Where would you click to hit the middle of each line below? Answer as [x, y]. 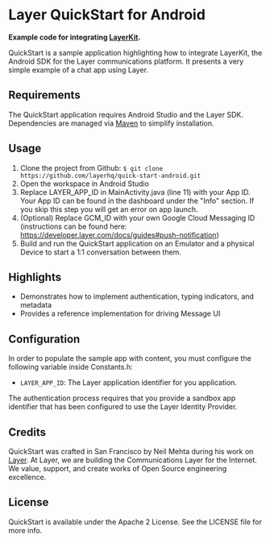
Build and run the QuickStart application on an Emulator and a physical [137, 243]
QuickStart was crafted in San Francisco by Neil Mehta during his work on [131, 451]
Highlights [35, 277]
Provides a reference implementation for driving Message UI [120, 314]
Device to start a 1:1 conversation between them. [100, 252]
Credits [27, 432]
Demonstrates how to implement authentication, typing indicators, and [137, 296]
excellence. [27, 477]
